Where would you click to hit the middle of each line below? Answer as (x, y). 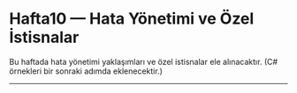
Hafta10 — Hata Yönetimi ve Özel (132, 19)
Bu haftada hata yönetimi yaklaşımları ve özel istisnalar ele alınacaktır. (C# (144, 61)
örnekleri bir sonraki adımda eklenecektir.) (86, 71)
